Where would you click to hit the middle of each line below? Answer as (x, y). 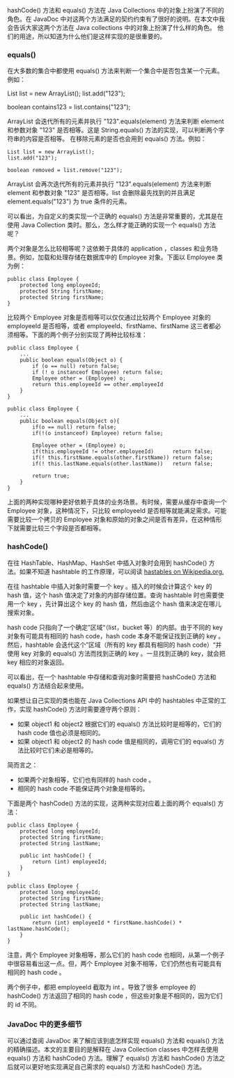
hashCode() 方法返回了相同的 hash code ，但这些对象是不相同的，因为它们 (115, 996)
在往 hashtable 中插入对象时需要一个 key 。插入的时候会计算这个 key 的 (110, 586)
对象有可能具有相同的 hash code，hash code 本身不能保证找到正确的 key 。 (116, 636)
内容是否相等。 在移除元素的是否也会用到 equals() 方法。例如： (116, 139)
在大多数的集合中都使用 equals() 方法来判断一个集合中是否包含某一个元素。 (115, 71)
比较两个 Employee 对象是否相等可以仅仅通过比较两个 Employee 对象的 (109, 317)
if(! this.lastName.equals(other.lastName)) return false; (123, 464)
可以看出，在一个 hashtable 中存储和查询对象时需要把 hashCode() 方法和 (112, 677)
